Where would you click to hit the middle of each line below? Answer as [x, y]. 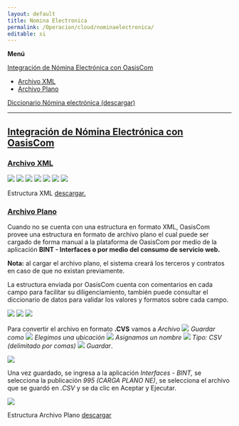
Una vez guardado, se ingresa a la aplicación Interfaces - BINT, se [104, 373]
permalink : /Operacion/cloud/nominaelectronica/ [81, 27]
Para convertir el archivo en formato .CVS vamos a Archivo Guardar [111, 329]
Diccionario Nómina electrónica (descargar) [71, 103]
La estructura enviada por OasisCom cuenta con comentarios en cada [110, 285]
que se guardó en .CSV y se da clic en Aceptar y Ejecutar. [92, 388]
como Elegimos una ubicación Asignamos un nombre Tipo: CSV [115, 337]
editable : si [27, 34]
